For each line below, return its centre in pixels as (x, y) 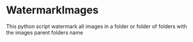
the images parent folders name (45, 32)
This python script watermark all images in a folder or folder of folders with (97, 26)
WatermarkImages (52, 10)
